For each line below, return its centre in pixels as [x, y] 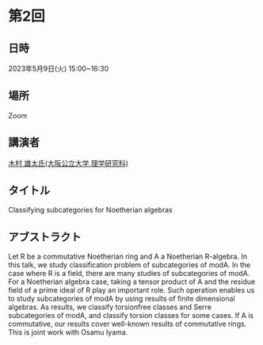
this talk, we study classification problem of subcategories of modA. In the [130, 265]
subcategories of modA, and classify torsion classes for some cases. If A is [131, 316]
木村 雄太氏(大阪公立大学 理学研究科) [69, 163]
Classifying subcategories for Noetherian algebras [90, 210]
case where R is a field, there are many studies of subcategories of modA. [129, 274]
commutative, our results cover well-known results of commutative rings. [128, 324]
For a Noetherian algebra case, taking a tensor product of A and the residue [132, 282]
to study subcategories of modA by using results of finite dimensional [122, 299]
